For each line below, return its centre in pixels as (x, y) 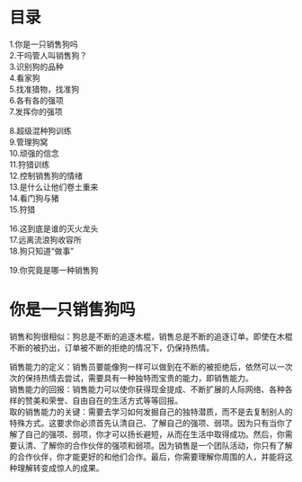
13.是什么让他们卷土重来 (54, 187)
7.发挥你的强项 (36, 112)
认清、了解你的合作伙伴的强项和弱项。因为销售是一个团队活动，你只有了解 (155, 445)
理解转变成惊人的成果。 (60, 468)
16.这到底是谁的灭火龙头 (54, 228)
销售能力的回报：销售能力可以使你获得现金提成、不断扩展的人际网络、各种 (147, 389)
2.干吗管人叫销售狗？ (49, 55)
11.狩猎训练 (30, 164)
